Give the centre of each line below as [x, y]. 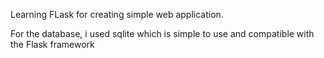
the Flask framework [52, 44]
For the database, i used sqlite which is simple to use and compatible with [162, 33]
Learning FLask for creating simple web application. [117, 14]
